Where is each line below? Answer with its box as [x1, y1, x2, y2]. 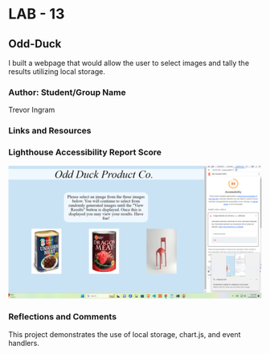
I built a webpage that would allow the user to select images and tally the [8, 58, 250, 68]
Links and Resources [8, 126, 92, 137]
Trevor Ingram [8, 105, 55, 115]
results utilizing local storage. [8, 67, 106, 76]
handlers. [8, 338, 40, 348]
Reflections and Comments [8, 311, 117, 323]
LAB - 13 [8, 5, 65, 23]
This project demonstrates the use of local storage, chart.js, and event [8, 329, 241, 339]
